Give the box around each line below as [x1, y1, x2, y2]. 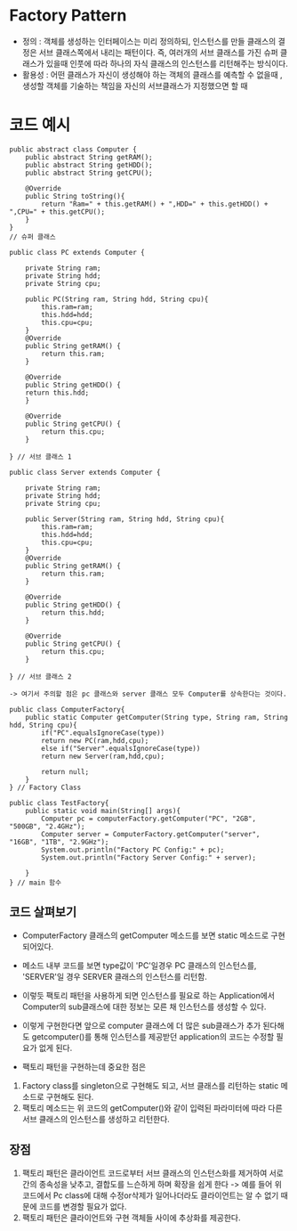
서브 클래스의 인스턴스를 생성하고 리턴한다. [21, 1113, 171, 1124]
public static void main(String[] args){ [25, 806, 181, 815]
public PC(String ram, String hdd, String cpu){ [25, 295, 209, 304]
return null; [41, 767, 90, 776]
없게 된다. [38, 1042, 73, 1053]
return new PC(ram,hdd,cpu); [41, 736, 149, 745]
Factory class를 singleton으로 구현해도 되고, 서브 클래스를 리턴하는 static [21, 1080, 279, 1091]
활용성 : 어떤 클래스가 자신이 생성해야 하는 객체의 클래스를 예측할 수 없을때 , [21, 69, 283, 80]
